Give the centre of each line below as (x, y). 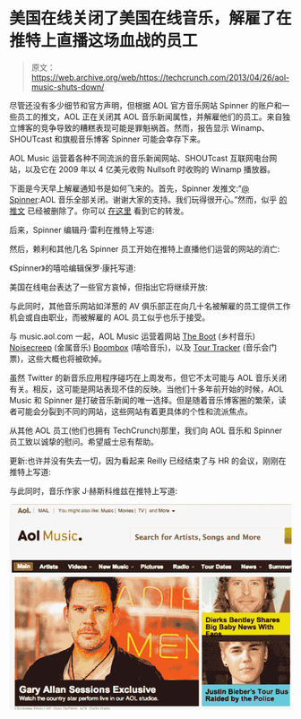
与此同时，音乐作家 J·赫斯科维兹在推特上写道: (93, 490)
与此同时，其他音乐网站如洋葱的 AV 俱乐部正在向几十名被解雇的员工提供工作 (150, 306)
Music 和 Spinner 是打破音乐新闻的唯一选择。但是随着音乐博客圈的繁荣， (144, 400)
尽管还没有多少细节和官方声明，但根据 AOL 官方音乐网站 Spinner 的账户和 (146, 105)
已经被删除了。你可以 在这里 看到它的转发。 (107, 211)
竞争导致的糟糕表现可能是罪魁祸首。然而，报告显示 (134, 127)
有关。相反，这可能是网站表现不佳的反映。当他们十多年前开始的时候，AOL (146, 389)
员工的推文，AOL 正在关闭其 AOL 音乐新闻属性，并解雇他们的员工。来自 (150, 117)
